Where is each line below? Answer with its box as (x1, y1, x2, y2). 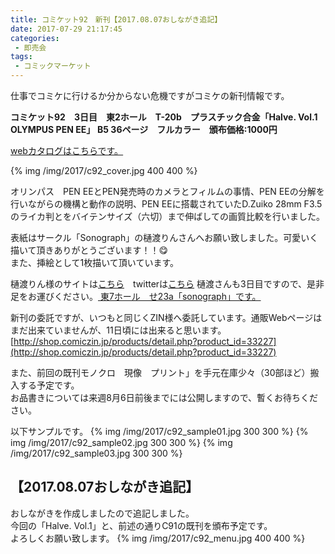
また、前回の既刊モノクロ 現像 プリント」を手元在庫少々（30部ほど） (10, 367, 311, 378)
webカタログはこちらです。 (10, 145, 124, 156)
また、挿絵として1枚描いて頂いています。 (10, 257, 180, 268)
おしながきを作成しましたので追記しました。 (10, 507, 195, 519)
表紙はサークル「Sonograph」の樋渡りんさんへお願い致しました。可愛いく (10, 232, 319, 243)
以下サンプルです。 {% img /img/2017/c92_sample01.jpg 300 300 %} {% (10, 426, 309, 437)
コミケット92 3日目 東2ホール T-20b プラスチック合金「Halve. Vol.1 (10, 111, 318, 123)
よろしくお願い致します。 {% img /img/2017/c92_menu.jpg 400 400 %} (10, 532, 306, 544)
